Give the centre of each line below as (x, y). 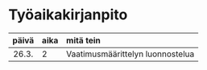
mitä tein (83, 40)
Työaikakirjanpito (68, 15)
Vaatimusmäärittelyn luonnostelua (130, 54)
